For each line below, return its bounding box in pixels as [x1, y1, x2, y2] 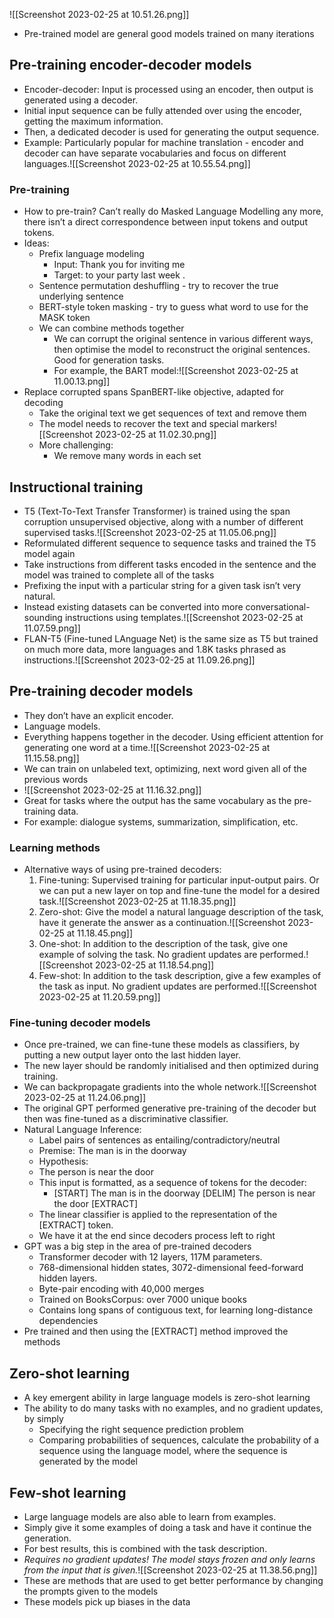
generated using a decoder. [23, 94, 139, 106]
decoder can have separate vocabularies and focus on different [23, 147, 287, 159]
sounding [23, 611, 63, 623]
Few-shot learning [9, 1484, 127, 1501]
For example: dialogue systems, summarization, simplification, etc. [23, 815, 299, 828]
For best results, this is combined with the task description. [23, 1542, 268, 1554]
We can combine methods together [38, 322, 185, 334]
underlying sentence [38, 290, 124, 303]
